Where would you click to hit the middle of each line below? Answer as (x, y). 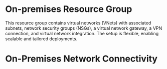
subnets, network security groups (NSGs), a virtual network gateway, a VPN (84, 28)
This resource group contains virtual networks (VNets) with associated (78, 23)
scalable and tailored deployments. (41, 39)
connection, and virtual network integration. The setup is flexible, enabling (82, 33)
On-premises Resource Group (69, 9)
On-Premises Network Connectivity (81, 59)
